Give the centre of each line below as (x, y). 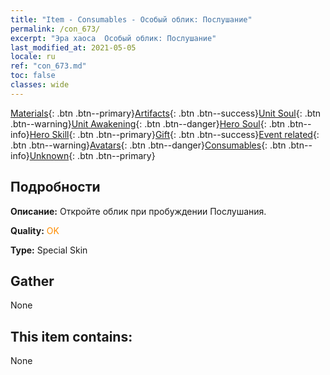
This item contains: (71, 336)
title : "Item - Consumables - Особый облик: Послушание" (131, 19)
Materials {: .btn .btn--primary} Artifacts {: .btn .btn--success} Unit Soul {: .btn (166, 113)
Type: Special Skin (49, 250)
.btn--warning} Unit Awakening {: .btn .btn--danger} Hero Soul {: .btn (148, 123)
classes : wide (40, 85)
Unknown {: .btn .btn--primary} (92, 155)
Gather (32, 281)
